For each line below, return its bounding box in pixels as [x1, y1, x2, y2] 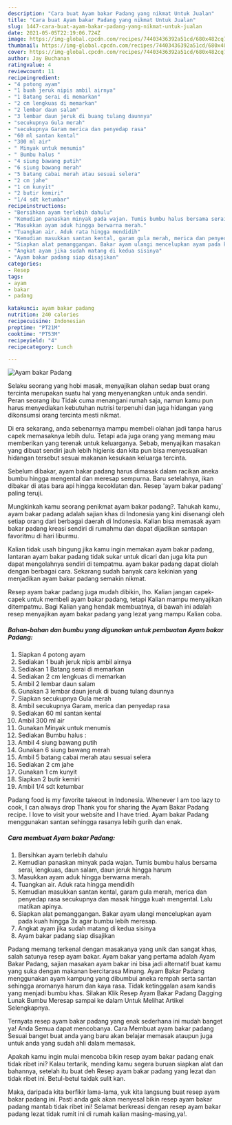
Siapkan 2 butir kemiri [17, 775, 80, 783]
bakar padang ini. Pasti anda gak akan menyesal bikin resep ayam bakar [8, 1095, 213, 1104]
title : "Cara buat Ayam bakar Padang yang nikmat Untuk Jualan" [8, 17, 196, 23]
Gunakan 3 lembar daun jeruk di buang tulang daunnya [17, 687, 174, 696]
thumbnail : [8, 42, 39, 49]
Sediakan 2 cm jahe [17, 761, 74, 769]
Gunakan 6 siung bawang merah [17, 746, 111, 754]
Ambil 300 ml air [17, 716, 65, 725]
